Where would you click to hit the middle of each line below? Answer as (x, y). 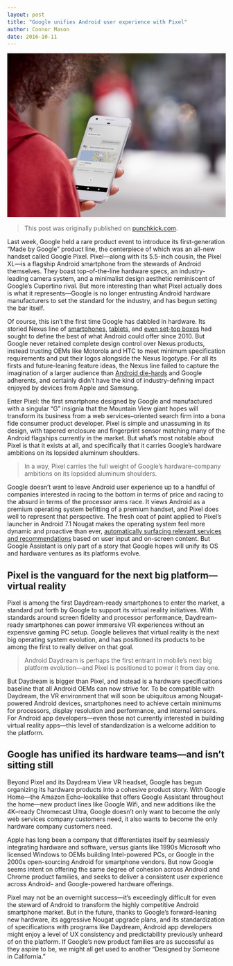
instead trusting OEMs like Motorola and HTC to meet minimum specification (116, 351)
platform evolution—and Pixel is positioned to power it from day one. (122, 668)
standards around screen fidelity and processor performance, (95, 618)
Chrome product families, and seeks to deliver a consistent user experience (115, 877)
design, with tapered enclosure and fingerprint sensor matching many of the (116, 431)
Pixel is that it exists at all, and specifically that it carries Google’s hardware (114, 446)
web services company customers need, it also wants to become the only (112, 819)
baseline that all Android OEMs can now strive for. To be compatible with (111, 689)
